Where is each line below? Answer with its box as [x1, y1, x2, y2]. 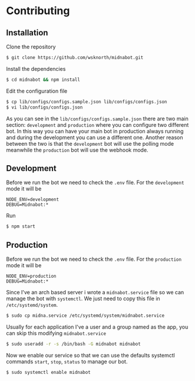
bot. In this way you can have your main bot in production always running [6, 127, 184, 134]
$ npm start [6, 224, 35, 229]
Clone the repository [6, 43, 56, 50]
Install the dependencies [6, 65, 66, 72]
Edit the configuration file [6, 87, 68, 94]
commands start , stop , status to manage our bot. [6, 358, 128, 365]
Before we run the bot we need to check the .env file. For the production [6, 255, 181, 262]
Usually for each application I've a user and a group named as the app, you [6, 323, 189, 330]
